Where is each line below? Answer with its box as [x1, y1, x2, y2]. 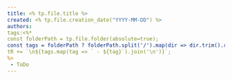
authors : [7, 23, 32, 30]
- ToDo [10, 61, 30, 68]
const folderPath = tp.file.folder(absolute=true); [7, 36, 159, 43]
